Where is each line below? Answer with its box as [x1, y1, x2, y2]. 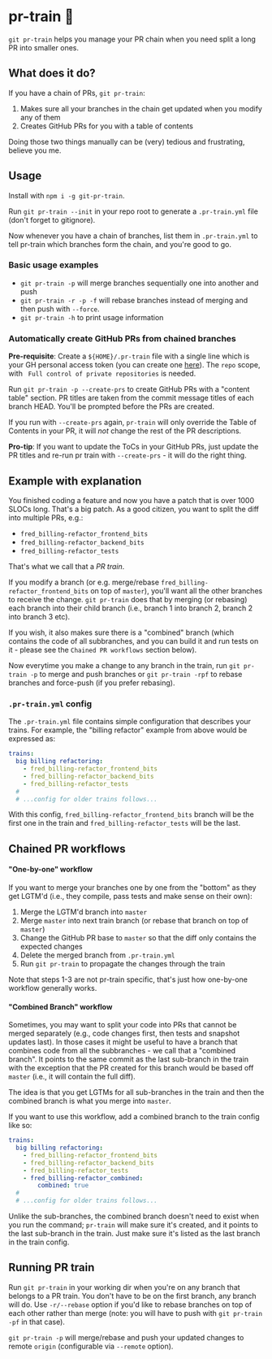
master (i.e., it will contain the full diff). [8, 1072, 136, 1082]
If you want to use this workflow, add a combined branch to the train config [8, 1112, 260, 1122]
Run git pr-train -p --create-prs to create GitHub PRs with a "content [8, 384, 250, 394]
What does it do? [8, 67, 96, 80]
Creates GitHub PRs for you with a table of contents [19, 121, 193, 131]
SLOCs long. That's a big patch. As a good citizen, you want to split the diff [8, 504, 260, 514]
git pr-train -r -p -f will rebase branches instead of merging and [19, 295, 248, 305]
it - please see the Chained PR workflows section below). [8, 645, 197, 654]
